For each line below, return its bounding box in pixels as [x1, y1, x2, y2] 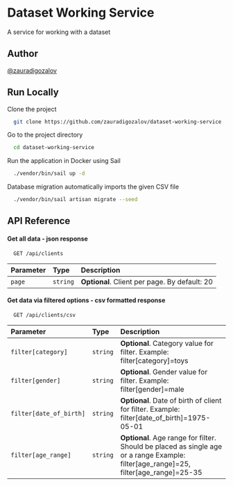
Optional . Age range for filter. [120, 433, 216, 442]
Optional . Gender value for [120, 367, 208, 376]
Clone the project [7, 105, 57, 113]
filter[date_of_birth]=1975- [120, 413, 211, 422]
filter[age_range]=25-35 [120, 467, 202, 477]
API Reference [7, 215, 71, 227]
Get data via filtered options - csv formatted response [7, 296, 166, 304]
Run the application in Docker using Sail [7, 157, 121, 165]
